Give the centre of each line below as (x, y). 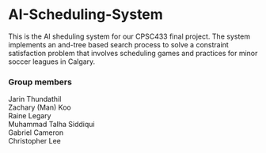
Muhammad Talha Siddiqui (51, 125)
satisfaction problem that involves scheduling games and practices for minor (133, 53)
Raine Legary (30, 116)
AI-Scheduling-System (86, 15)
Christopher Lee (34, 141)
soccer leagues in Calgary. (52, 62)
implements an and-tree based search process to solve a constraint (119, 44)
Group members (40, 82)
